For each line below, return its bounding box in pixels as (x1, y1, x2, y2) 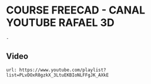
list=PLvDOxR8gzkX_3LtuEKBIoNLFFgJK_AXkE (6, 72, 109, 78)
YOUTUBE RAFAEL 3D (6, 16, 115, 29)
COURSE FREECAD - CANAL (6, 4, 146, 17)
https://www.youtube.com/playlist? (19, 67, 107, 73)
